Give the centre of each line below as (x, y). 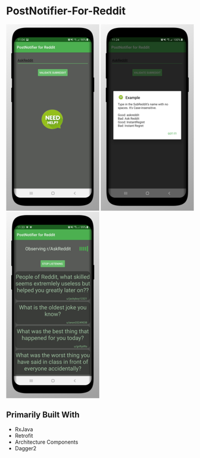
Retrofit (24, 435)
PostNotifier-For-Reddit (66, 11)
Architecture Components (46, 442)
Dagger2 (26, 448)
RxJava (24, 429)
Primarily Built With (43, 415)
